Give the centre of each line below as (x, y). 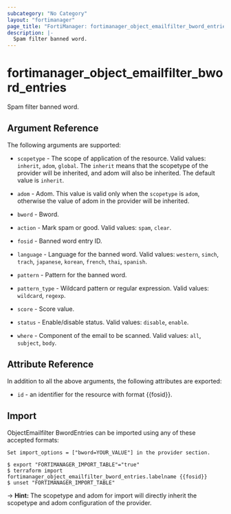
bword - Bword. (38, 214)
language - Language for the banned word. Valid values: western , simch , (118, 254)
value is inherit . (41, 180)
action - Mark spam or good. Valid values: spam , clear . (94, 227)
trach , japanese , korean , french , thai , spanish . (82, 261)
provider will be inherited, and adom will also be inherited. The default (116, 173)
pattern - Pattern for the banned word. (72, 275)
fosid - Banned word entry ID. (59, 241)
